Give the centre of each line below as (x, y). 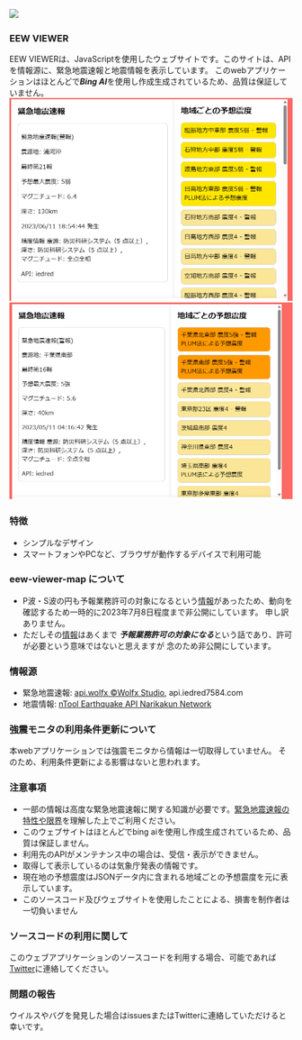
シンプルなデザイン (58, 543)
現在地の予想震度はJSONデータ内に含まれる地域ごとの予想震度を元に (151, 876)
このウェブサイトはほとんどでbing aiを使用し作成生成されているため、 (152, 831)
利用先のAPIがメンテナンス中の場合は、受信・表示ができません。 (142, 854)
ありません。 (46, 623)
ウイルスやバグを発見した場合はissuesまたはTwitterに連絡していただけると (148, 1016)
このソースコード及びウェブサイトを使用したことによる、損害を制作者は (156, 899)
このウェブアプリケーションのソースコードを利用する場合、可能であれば (143, 958)
